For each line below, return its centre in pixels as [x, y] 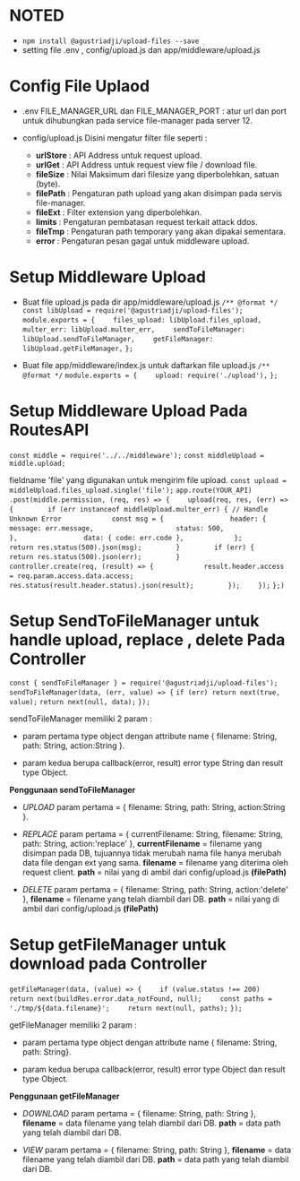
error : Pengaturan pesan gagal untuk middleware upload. [142, 241]
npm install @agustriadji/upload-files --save [111, 41]
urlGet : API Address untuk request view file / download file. [146, 164]
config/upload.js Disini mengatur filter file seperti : [115, 138]
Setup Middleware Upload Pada [129, 411]
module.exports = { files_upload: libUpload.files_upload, [142, 320]
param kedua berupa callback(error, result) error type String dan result [153, 763]
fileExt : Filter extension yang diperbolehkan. [119, 212]
